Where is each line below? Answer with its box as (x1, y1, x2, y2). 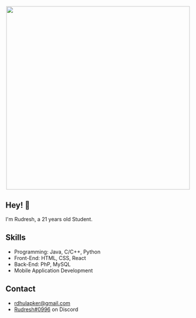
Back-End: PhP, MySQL (13, 261, 71, 268)
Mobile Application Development (13, 267, 93, 274)
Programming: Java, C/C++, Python (13, 248, 101, 255)
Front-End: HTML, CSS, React (13, 254, 86, 261)
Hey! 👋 (5, 200, 31, 210)
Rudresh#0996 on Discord (13, 306, 79, 313)
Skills (5, 232, 26, 243)
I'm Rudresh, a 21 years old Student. (5, 216, 93, 222)
